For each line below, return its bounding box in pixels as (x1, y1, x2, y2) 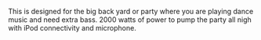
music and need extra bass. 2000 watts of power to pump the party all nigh (8, 15, 252, 24)
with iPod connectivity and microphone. (8, 24, 137, 32)
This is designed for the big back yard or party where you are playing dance (8, 7, 254, 16)
